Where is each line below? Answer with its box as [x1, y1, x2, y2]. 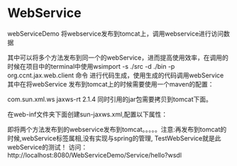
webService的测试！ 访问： [7, 143, 87, 151]
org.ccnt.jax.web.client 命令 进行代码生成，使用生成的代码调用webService [7, 71, 224, 79]
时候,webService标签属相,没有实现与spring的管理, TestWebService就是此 [7, 133, 221, 143]
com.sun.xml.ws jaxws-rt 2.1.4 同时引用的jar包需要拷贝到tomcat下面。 [7, 94, 213, 104]
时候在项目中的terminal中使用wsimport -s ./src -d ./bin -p [7, 62, 175, 70]
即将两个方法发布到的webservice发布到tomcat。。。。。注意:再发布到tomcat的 [7, 125, 227, 133]
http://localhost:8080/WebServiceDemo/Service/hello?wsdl [7, 150, 182, 159]
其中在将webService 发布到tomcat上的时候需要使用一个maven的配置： [7, 79, 214, 88]
